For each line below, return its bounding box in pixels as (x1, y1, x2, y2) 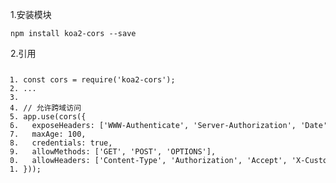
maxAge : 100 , (31, 129, 87, 139)
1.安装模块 (10, 9, 52, 20)
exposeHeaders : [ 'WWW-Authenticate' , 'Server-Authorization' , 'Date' (31, 120, 328, 130)
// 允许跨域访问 (23, 103, 82, 113)
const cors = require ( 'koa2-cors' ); (23, 74, 176, 85)
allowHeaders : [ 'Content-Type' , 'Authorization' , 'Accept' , (31, 155, 288, 165)
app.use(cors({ (23, 111, 87, 122)
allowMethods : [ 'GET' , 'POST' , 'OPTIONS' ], (31, 146, 217, 157)
